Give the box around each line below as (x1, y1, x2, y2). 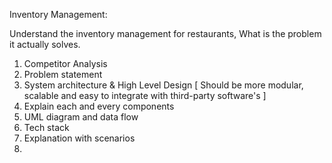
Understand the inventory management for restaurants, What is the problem (9, 28, 322, 39)
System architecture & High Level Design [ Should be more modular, (23, 79, 304, 91)
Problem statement (23, 69, 103, 80)
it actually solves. (9, 39, 81, 50)
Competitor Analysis (23, 58, 108, 69)
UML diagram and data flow (23, 111, 139, 123)
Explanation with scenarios (23, 132, 136, 144)
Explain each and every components (23, 100, 175, 112)
